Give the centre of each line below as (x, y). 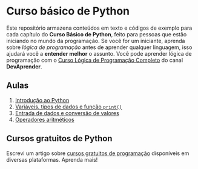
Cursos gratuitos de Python (59, 138)
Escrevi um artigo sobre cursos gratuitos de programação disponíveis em (98, 153)
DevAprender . (24, 66)
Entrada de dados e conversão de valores (67, 113)
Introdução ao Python (42, 100)
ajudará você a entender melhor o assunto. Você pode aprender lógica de (99, 53)
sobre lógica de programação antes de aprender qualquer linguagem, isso (99, 47)
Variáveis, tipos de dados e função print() (68, 107)
